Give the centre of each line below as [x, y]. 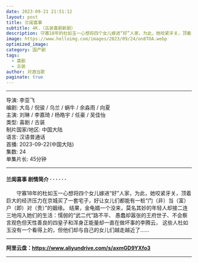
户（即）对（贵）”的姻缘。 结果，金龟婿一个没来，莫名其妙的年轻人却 [89, 208]
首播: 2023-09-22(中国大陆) [40, 144]
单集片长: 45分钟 [27, 159]
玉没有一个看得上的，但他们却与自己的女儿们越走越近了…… [78, 230]
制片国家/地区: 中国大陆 [34, 129]
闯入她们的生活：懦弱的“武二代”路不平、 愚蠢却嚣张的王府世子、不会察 [102, 215]
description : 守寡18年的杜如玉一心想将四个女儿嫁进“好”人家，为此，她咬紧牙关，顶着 [99, 34]
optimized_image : [27, 45]
